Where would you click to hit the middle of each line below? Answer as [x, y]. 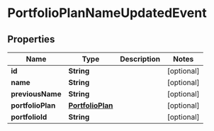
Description [140, 59]
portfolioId [29, 117]
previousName [36, 94]
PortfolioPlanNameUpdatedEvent [107, 13]
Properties [31, 39]
